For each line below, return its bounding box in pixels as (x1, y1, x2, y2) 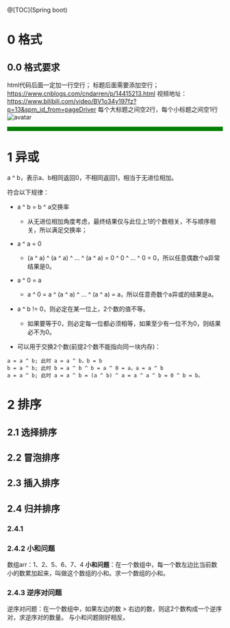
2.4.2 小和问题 (7, 544, 55, 553)
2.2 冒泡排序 (7, 452, 60, 463)
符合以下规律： (7, 188, 49, 196)
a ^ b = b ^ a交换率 (16, 202, 70, 211)
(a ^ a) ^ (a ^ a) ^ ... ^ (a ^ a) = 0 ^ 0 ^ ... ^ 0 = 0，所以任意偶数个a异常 (27, 253, 220, 261)
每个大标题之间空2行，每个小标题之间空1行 (97, 106, 218, 113)
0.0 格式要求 (7, 61, 60, 73)
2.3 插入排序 (7, 477, 60, 489)
